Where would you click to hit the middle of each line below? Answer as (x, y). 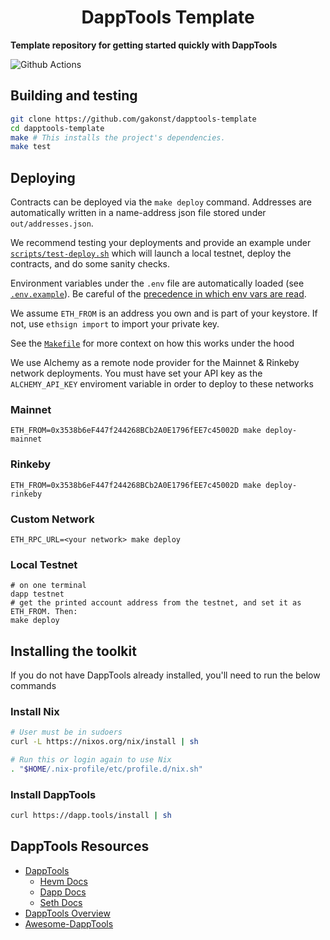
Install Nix (35, 711)
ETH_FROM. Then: (44, 612)
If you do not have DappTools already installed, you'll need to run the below (165, 675)
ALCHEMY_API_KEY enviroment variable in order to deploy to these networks (162, 384)
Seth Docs (61, 902)
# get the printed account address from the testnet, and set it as (156, 603)
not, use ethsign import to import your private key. (115, 324)
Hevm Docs (63, 881)
